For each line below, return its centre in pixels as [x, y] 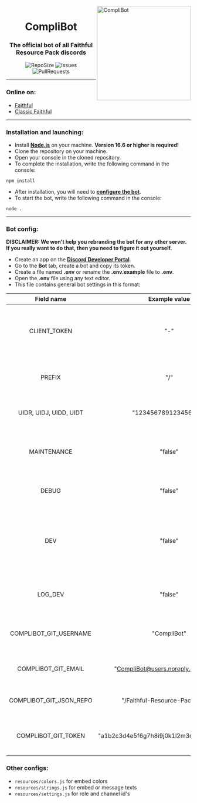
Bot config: [22, 229]
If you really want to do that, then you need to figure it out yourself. [89, 248]
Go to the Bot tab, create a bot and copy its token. [75, 266]
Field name [51, 299]
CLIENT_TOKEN [51, 331]
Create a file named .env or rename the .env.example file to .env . [94, 272]
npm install [21, 181]
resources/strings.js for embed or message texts [76, 787]
